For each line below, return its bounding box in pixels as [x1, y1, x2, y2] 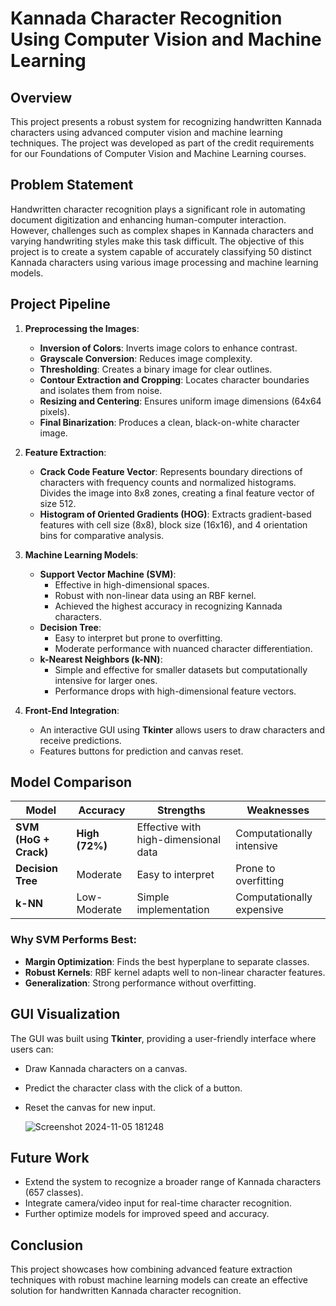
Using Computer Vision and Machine [10, 28, 322, 51]
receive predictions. [39, 734, 122, 746]
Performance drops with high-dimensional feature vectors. [54, 685, 297, 697]
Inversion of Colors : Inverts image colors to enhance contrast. [39, 342, 298, 354]
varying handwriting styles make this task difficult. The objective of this [10, 235, 305, 247]
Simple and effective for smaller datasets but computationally [54, 663, 308, 676]
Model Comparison [10, 774, 133, 791]
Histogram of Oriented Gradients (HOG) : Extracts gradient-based [39, 508, 312, 520]
